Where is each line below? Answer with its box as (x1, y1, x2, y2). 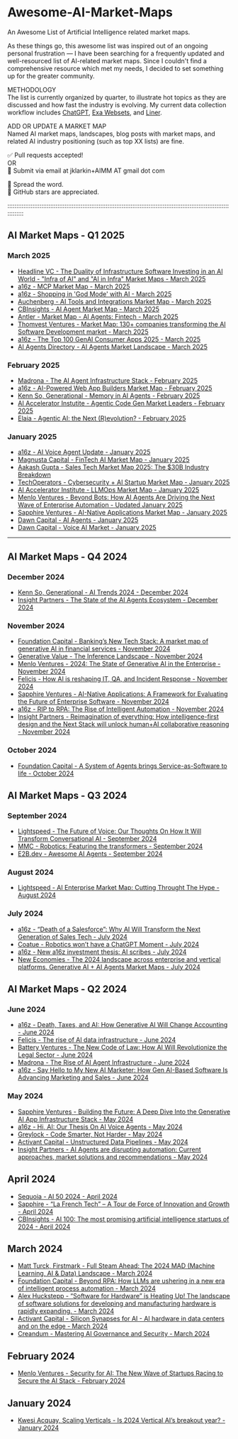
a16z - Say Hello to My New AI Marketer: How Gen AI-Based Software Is (17, 1066, 228, 1075)
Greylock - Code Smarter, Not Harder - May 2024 (17, 1130, 163, 1139)
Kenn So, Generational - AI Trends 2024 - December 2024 (17, 587, 189, 597)
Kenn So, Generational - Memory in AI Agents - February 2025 (17, 391, 200, 400)
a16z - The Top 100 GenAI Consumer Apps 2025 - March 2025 (17, 335, 201, 343)
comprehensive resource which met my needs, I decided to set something (7, 64, 224, 72)
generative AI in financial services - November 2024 (17, 644, 171, 653)
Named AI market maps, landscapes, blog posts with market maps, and (7, 129, 216, 138)
